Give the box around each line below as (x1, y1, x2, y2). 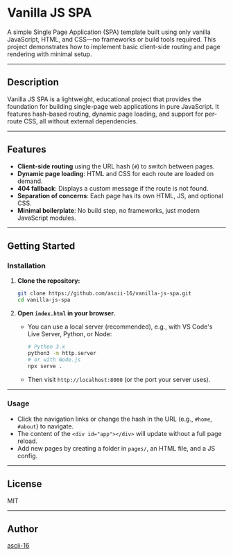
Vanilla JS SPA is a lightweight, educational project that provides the (7, 95, 202, 103)
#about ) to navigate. (17, 422, 74, 431)
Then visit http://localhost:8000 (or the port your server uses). (27, 375, 211, 383)
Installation (7, 261, 46, 270)
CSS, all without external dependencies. (24, 116, 138, 125)
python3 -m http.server (27, 349, 97, 356)
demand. (17, 177, 43, 185)
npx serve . (27, 363, 62, 370)
